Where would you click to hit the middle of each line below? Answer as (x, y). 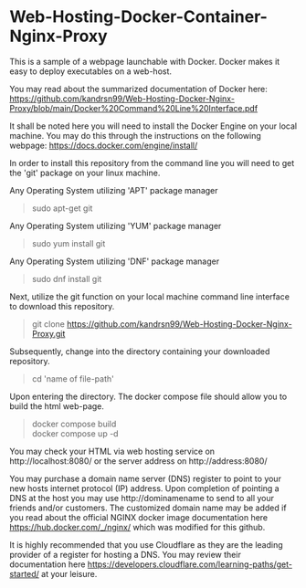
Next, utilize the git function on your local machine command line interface (150, 296)
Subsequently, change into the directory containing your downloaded (140, 351)
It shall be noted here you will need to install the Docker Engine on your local (153, 126)
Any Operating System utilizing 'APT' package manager (114, 190)
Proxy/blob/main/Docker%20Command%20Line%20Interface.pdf (134, 108)
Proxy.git (48, 333)
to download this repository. (62, 306)
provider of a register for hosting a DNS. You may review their (126, 554)
